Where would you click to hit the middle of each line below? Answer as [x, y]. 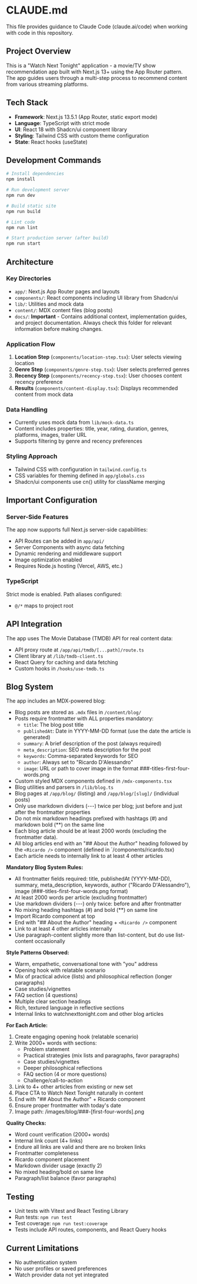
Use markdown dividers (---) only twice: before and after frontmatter [98, 904]
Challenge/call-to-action [53, 1081]
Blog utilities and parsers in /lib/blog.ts [64, 787]
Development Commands [54, 160]
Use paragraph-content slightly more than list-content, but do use [94, 935]
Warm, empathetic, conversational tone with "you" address [86, 964]
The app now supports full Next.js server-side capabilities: [77, 530]
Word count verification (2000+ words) [62, 1135]
